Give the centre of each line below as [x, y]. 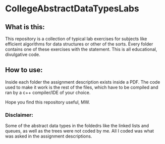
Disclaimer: [19, 115]
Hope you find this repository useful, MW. [48, 102]
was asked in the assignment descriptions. [49, 136]
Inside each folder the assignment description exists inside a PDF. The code [82, 82]
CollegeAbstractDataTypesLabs [72, 9]
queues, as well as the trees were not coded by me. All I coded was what [80, 131]
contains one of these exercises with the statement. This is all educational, [81, 49]
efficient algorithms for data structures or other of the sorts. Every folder [79, 44]
